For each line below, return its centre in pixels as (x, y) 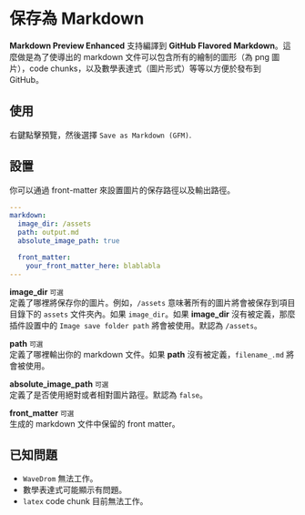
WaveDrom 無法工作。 (60, 479)
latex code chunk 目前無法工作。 (85, 501)
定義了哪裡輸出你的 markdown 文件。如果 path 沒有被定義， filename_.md (147, 354)
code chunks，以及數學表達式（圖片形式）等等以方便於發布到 (145, 68)
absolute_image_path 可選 (59, 384)
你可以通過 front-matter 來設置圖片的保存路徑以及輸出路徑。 (122, 190)
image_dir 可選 (36, 291)
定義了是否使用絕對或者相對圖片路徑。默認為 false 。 (108, 394)
